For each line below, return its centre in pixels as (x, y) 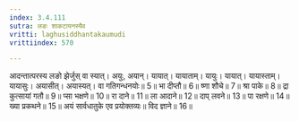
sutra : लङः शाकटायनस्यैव (47, 26)
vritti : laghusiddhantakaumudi (68, 34)
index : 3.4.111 (38, 17)
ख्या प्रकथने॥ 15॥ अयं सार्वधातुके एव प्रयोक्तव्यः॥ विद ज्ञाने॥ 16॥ (101, 106)
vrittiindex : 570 (42, 43)
